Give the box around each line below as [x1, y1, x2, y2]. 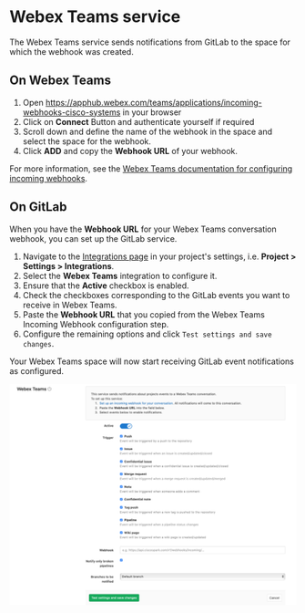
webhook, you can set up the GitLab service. [9, 233, 178, 244]
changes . [22, 338, 55, 348]
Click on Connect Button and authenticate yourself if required [22, 116, 255, 127]
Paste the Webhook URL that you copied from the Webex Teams [22, 308, 266, 320]
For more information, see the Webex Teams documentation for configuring [9, 162, 293, 174]
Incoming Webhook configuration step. [22, 318, 169, 329]
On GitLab [9, 199, 67, 215]
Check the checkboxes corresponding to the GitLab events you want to [22, 289, 290, 300]
